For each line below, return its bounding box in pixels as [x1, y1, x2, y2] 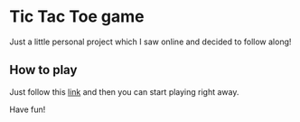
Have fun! [9, 104, 46, 115]
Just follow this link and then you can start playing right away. [9, 86, 239, 97]
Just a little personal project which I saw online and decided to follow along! [9, 36, 292, 47]
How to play [9, 62, 78, 78]
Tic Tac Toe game [9, 6, 145, 27]
